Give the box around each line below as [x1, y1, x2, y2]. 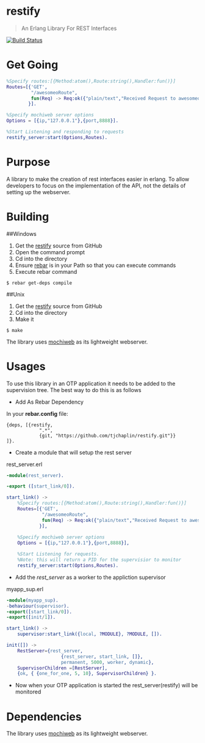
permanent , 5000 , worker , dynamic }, [60, 659, 154, 665]
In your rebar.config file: [6, 410, 68, 417]
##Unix [6, 290, 25, 298]
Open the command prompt [15, 248, 85, 255]
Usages [6, 360, 46, 373]
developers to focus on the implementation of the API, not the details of [6, 182, 186, 189]
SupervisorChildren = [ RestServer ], [17, 665, 108, 671]
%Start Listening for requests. [17, 551, 99, 557]
